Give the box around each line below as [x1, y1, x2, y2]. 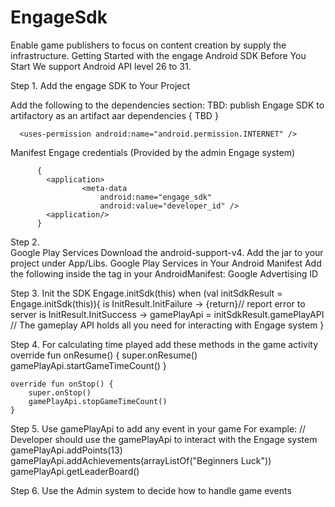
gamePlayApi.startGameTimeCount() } [10, 359, 167, 371]
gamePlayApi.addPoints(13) [10, 444, 123, 456]
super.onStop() [28, 387, 92, 398]
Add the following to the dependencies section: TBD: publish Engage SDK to [10, 99, 325, 111]
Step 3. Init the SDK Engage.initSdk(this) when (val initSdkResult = [10, 287, 283, 299]
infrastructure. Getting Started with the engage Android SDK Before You [10, 49, 307, 61]
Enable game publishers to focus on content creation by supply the [10, 39, 287, 51]
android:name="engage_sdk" [99, 192, 213, 202]
